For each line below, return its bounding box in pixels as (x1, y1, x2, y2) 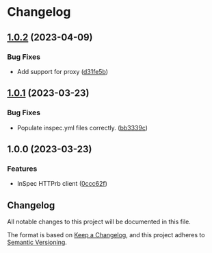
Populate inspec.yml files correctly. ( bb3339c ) (16, 123, 148, 132)
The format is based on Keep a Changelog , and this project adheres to (7, 231, 205, 239)
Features (7, 164, 38, 173)
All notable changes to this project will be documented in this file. (7, 217, 191, 226)
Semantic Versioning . (7, 238, 67, 247)
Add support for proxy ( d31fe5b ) (16, 67, 108, 75)
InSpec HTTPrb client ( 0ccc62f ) (16, 180, 108, 188)
